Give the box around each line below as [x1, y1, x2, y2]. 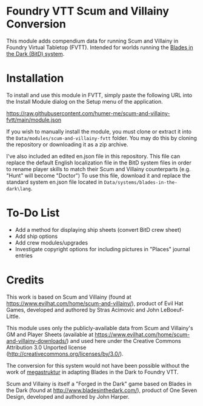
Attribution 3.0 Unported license [6, 343, 87, 351]
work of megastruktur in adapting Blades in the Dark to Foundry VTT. [6, 368, 179, 376]
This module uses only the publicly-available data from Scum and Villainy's [6, 324, 193, 331]
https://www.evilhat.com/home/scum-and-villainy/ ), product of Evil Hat [6, 299, 184, 307]
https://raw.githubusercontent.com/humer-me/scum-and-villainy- [6, 109, 170, 117]
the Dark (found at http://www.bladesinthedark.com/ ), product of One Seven [6, 387, 198, 394]
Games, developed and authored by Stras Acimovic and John [6, 306, 159, 313]
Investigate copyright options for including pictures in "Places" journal [15, 245, 190, 252]
